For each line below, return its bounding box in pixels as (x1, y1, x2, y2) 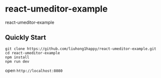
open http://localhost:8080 (5, 67, 63, 73)
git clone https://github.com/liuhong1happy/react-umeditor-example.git (5, 46, 157, 51)
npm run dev (5, 59, 29, 64)
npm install (5, 55, 29, 60)
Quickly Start (5, 33, 46, 42)
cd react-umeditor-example (5, 50, 60, 55)
